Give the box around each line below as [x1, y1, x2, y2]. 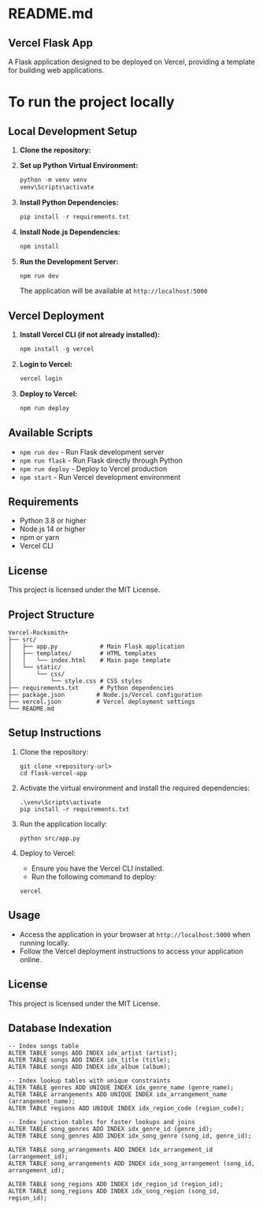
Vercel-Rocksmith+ [8, 629, 69, 637]
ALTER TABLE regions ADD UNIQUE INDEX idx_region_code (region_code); [8, 1104, 245, 1113]
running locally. [19, 938, 69, 947]
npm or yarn [19, 533, 60, 542]
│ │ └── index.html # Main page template [8, 657, 171, 665]
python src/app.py [19, 834, 80, 842]
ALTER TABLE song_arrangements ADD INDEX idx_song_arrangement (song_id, [8, 1159, 256, 1168]
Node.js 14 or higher [19, 524, 86, 534]
